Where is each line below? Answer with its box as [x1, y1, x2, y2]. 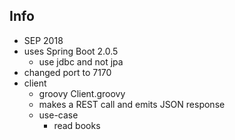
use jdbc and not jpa [38, 55, 124, 68]
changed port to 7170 [23, 66, 112, 78]
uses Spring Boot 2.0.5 [23, 45, 119, 57]
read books [53, 119, 101, 131]
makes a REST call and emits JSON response [38, 98, 226, 110]
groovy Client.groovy [38, 87, 126, 99]
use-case [38, 109, 79, 121]
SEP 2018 [23, 34, 64, 46]
